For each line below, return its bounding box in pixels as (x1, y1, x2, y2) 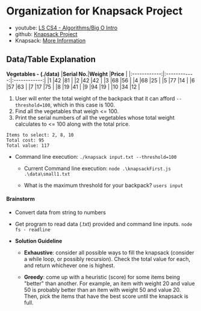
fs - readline (14, 227, 51, 233)
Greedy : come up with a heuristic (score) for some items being (23, 273, 181, 280)
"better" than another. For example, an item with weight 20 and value (23, 280, 196, 287)
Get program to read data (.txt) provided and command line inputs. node (14, 220, 193, 227)
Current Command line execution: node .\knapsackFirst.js (23, 164, 172, 172)
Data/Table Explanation (6, 54, 96, 64)
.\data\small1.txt (23, 171, 70, 177)
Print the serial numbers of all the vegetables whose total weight (14, 114, 175, 121)
